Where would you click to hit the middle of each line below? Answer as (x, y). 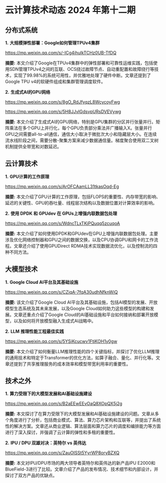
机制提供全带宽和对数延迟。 (33, 146)
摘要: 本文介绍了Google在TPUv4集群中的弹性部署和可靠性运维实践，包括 (79, 63)
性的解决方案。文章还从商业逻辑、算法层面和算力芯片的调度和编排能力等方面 (83, 426)
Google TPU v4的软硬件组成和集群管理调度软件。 (55, 81)
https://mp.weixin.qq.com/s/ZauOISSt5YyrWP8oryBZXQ (62, 453)
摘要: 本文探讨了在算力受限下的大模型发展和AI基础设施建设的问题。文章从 (80, 414)
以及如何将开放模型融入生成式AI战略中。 (55, 321)
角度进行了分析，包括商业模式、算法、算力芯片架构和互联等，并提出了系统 (85, 420)
